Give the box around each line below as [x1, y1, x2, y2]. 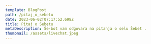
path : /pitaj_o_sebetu [5, 12, 53, 17]
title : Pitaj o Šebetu [5, 21, 53, 27]
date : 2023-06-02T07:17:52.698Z [5, 17, 74, 22]
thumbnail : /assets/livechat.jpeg [5, 31, 79, 36]
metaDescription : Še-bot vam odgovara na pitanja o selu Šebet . [5, 26, 146, 31]
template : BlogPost [5, 7, 47, 13]
